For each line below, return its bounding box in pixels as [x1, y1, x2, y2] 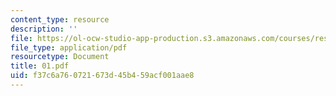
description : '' [10, 24, 78, 34]
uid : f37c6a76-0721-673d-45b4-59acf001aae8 [10, 71, 195, 81]
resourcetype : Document [10, 52, 110, 62]
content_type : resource [10, 14, 110, 25]
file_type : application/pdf [10, 42, 128, 53]
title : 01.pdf [10, 61, 70, 71]
